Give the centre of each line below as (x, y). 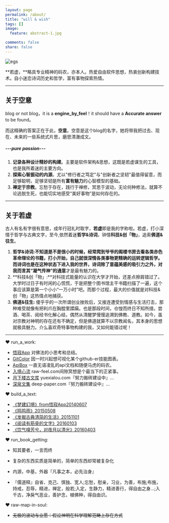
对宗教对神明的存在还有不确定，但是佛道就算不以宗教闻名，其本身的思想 (87, 321)
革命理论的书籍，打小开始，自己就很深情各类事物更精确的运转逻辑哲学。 (87, 258)
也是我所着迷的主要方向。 (39, 168)
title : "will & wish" (28, 19)
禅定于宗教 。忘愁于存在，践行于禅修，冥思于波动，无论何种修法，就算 (85, 187)
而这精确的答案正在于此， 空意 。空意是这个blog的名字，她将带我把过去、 (80, 130)
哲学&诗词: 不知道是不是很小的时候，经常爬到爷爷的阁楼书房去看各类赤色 (87, 252)
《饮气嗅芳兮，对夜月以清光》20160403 (54, 430)
